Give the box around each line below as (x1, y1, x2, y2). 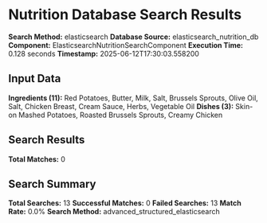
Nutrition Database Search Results (8, 6, 241, 24)
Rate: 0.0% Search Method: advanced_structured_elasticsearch (8, 207, 221, 217)
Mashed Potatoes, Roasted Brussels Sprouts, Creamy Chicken (18, 110, 223, 119)
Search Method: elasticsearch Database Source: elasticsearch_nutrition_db (8, 32, 259, 41)
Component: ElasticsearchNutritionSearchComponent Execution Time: (8, 40, 244, 49)
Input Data (8, 72, 61, 85)
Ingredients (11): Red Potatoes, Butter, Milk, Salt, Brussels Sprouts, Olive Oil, (8, 93, 259, 103)
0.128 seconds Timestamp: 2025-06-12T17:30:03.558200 (8, 49, 199, 58)
